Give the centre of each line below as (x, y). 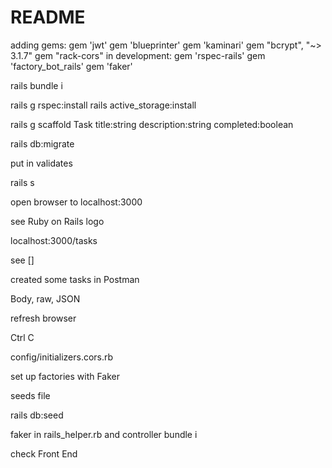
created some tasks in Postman (75, 279)
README (48, 17)
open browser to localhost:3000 (76, 202)
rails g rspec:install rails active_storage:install (103, 105)
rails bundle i (36, 85)
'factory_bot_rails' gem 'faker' (71, 66)
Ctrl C (22, 337)
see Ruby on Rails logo (57, 221)
